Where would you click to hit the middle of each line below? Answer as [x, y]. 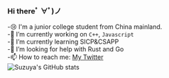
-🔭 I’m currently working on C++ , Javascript [71, 34]
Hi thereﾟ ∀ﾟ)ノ [34, 11]
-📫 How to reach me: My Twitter [55, 57]
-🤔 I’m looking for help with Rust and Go [66, 49]
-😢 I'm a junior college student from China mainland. [85, 27]
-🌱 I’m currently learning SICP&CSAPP [63, 42]
